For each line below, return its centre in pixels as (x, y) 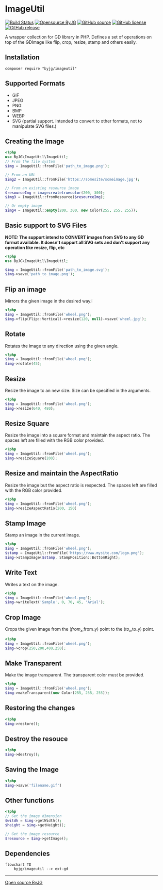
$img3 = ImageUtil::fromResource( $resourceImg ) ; (55, 197)
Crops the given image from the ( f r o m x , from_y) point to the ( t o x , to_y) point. (80, 630)
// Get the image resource (32, 834)
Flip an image (25, 289)
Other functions (30, 800)
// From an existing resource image (42, 188)
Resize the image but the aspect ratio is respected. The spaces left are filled (81, 485)
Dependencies (27, 854)
